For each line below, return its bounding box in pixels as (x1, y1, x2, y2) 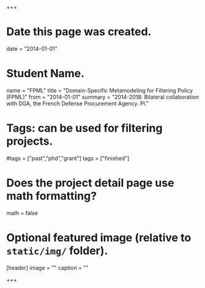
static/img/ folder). (6, 243, 108, 257)
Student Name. (6, 67, 84, 80)
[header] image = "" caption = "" (6, 264, 89, 271)
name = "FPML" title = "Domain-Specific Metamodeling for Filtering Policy (6, 86, 193, 94)
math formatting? (6, 189, 97, 203)
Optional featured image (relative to (6, 230, 192, 244)
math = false (6, 209, 38, 216)
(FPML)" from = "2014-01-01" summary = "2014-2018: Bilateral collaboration (6, 93, 199, 100)
